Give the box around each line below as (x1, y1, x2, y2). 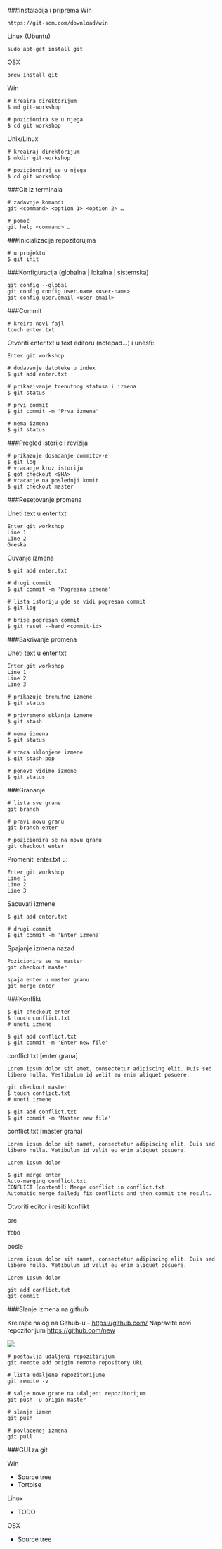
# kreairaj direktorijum (7, 148, 80, 155)
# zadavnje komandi (7, 199, 65, 206)
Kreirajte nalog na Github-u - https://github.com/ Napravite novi (7, 1318, 192, 1327)
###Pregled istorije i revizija (7, 439, 89, 447)
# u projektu (7, 250, 46, 257)
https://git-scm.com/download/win (7, 20, 109, 27)
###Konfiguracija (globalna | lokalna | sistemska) (7, 268, 149, 276)
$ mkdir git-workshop (7, 154, 71, 161)
